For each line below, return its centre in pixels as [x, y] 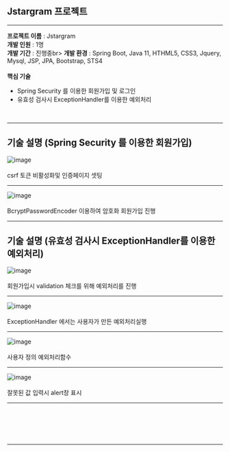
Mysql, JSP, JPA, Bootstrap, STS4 [55, 60]
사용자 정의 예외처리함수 [39, 357]
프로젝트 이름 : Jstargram [41, 36]
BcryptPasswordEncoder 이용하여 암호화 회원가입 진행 [81, 211]
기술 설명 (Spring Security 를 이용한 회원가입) [100, 143]
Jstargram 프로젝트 [47, 12]
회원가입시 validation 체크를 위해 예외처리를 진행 [72, 286]
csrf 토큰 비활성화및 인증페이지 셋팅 [55, 175]
